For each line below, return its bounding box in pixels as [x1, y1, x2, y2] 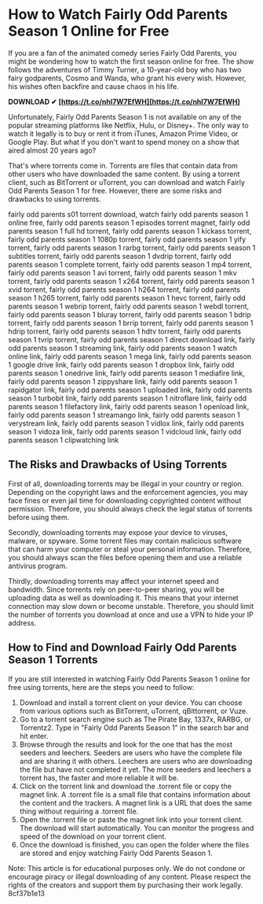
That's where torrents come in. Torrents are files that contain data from [8, 161, 238, 170]
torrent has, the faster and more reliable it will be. [19, 773, 179, 782]
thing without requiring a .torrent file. [19, 806, 139, 816]
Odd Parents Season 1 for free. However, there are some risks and [8, 186, 222, 195]
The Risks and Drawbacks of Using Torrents [8, 458, 228, 471]
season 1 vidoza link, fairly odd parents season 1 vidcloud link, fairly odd [8, 426, 242, 436]
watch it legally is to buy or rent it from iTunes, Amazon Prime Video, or [8, 128, 239, 138]
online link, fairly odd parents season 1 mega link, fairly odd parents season [8, 352, 252, 361]
